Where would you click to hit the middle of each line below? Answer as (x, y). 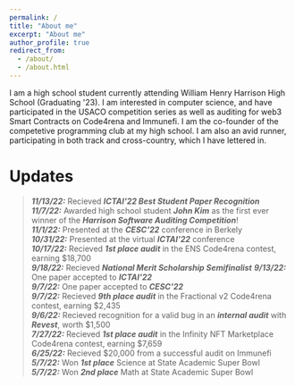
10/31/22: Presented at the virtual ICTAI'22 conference (133, 239)
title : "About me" (43, 26)
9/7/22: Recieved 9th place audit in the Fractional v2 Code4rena (152, 296)
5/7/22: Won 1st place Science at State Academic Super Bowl (146, 362)
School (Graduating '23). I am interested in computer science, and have (141, 102)
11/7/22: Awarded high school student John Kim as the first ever (150, 210)
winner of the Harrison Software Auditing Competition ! (135, 220)
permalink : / (34, 17)
